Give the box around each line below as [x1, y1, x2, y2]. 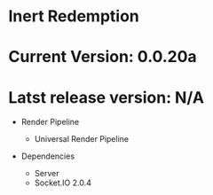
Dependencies [20, 151, 75, 161]
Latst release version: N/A [8, 87, 205, 107]
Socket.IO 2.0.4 [34, 177, 92, 188]
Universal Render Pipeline [34, 134, 130, 144]
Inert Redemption [8, 6, 139, 27]
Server [34, 168, 59, 179]
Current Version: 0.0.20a [8, 47, 197, 67]
